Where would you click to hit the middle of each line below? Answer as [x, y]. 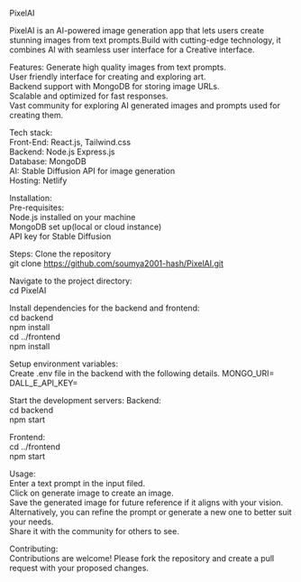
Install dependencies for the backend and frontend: [105, 308]
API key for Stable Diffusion [60, 236]
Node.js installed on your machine [73, 217]
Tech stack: [31, 133]
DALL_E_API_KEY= [44, 383]
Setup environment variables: [64, 364]
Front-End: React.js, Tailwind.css [70, 142]
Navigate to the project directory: [71, 281]
